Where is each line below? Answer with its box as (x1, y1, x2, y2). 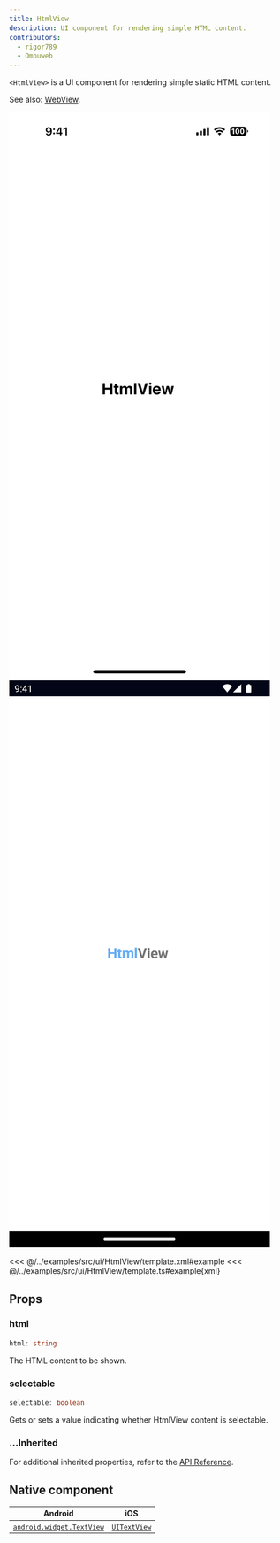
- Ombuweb (17, 51, 53, 61)
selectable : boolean (9, 1398, 86, 1407)
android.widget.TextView (12, 1523, 104, 1531)
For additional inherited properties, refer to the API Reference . (9, 1457, 234, 1468)
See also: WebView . (9, 94, 81, 105)
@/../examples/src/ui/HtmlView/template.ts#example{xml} (9, 1266, 221, 1276)
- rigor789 (17, 43, 57, 51)
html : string (9, 1338, 57, 1348)
